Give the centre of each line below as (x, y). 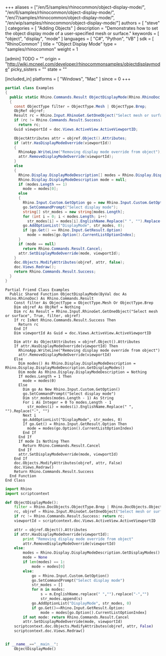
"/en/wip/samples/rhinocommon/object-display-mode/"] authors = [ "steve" (83, 23)
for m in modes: (48, 590)
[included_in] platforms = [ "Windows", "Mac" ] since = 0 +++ (68, 79)
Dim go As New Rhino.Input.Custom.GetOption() (72, 389)
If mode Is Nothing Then (44, 441)
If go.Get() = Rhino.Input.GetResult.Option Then (75, 424)
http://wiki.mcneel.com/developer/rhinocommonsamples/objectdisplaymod (84, 64)
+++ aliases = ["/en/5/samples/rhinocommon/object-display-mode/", (75, 7)
